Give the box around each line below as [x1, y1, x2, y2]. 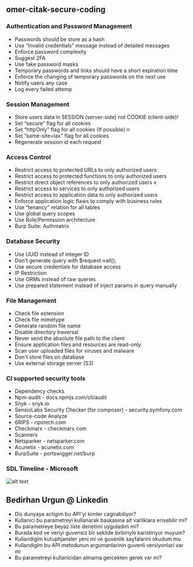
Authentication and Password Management [6, 22, 133, 31]
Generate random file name [14, 322, 81, 329]
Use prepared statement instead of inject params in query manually [14, 282, 177, 289]
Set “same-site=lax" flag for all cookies [14, 132, 109, 139]
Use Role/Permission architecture [14, 217, 95, 224]
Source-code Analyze [14, 413, 67, 420]
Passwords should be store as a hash [14, 35, 105, 43]
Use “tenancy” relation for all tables [14, 204, 101, 211]
